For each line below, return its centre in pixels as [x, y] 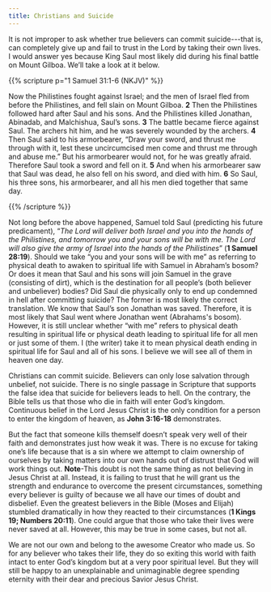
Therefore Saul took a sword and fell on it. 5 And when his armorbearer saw [135, 165]
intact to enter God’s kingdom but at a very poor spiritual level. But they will [133, 562]
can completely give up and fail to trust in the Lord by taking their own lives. [135, 47]
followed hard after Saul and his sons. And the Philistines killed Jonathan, [130, 113]
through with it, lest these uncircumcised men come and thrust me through [133, 147]
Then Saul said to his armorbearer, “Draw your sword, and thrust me [122, 139]
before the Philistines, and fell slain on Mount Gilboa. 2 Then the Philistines [133, 104]
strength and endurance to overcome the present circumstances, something [135, 486]
